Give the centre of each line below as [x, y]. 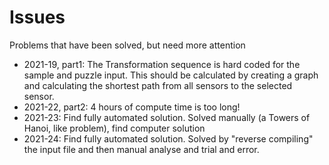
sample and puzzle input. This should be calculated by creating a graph [171, 75]
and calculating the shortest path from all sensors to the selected [158, 85]
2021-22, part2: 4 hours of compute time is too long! [132, 107]
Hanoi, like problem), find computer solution [114, 128]
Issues [37, 17]
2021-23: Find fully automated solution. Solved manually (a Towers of [167, 117]
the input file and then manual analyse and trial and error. [141, 149]
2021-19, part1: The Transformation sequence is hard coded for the [162, 64]
